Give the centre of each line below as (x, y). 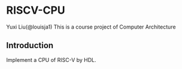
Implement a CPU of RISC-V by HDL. (51, 59)
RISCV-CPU (36, 10)
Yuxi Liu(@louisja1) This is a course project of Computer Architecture (91, 27)
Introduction (30, 46)
